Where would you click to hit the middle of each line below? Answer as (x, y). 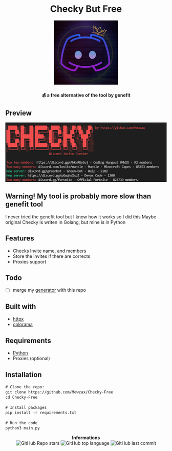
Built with (21, 306)
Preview (19, 113)
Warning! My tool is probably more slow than (78, 196)
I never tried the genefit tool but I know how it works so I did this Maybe (81, 217)
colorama (23, 325)
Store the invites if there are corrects (51, 256)
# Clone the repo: (25, 387)
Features (20, 239)
